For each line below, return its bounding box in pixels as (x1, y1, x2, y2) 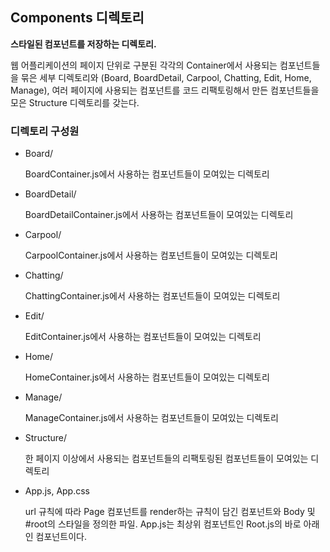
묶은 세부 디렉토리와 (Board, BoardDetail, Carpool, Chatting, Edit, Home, (20, 71, 312, 83)
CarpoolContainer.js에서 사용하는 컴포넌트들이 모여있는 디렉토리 (24, 249, 278, 262)
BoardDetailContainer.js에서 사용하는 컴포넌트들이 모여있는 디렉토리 (24, 209, 294, 221)
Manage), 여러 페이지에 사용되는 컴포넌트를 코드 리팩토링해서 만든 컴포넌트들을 (10, 84, 320, 96)
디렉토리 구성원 (10, 124, 80, 138)
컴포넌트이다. (35, 531, 87, 543)
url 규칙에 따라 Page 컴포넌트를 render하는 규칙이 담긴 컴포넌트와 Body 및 (24, 506, 316, 518)
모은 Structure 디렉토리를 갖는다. (10, 96, 140, 108)
